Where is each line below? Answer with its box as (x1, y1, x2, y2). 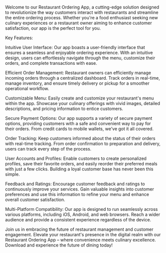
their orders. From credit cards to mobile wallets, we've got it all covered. (5, 126, 154, 132)
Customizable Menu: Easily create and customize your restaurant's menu (5, 95, 154, 101)
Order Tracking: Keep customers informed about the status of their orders (5, 136, 156, 141)
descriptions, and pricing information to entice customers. (5, 106, 124, 111)
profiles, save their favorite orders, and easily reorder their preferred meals (5, 161, 158, 166)
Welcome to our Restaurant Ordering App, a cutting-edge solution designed (5, 4, 160, 10)
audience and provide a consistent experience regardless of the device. (5, 217, 152, 222)
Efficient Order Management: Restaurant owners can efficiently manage (5, 70, 152, 76)
